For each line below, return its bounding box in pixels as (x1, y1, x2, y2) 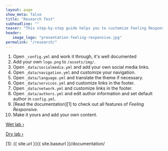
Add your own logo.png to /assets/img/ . (12, 58, 96, 65)
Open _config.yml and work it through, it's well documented (12, 53, 137, 59)
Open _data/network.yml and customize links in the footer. (12, 85, 133, 91)
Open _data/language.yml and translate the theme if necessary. (12, 74, 144, 80)
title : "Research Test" (5, 16, 55, 21)
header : (5, 30, 22, 35)
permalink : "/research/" (5, 40, 57, 45)
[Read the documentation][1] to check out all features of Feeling (12, 101, 144, 107)
